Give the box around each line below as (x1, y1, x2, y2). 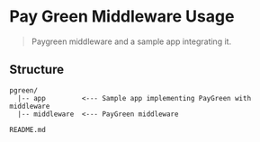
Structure (9, 62, 65, 77)
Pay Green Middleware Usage (9, 6, 235, 27)
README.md (9, 125, 47, 134)
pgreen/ (9, 85, 39, 95)
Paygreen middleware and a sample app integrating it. (31, 36, 232, 47)
